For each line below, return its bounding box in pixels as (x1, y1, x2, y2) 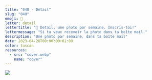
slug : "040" (5, 12, 29, 16)
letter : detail (5, 20, 36, 26)
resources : (5, 48, 27, 52)
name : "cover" (14, 57, 43, 62)
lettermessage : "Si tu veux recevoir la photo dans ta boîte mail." (5, 30, 148, 34)
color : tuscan (5, 43, 34, 48)
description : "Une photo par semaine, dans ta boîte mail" (5, 34, 128, 39)
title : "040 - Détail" (5, 7, 51, 12)
